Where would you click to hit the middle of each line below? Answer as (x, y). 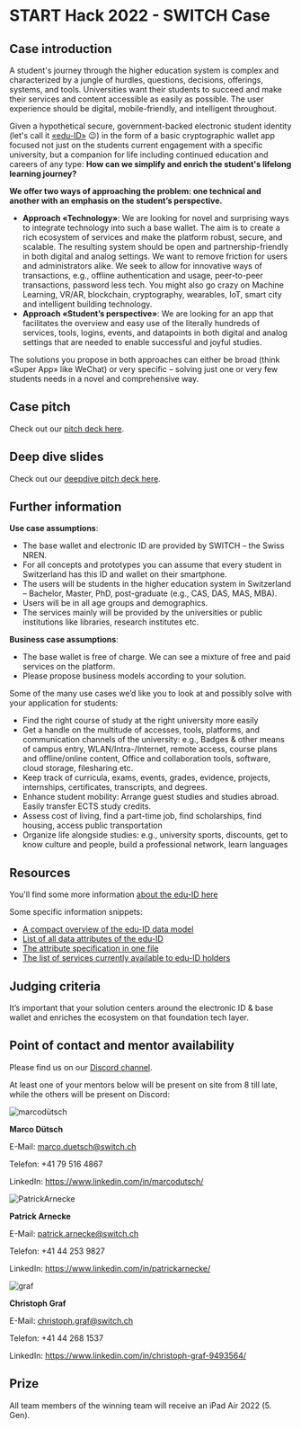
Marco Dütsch (36, 1129)
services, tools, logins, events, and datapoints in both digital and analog (155, 333)
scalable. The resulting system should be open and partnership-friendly (155, 247)
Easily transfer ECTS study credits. (86, 806)
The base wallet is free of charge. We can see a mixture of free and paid (156, 657)
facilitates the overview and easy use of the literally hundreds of (141, 323)
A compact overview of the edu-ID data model (108, 929)
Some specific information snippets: (76, 912)
